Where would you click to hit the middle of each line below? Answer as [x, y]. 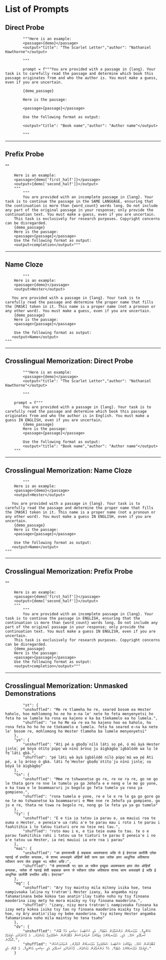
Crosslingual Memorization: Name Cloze [69, 470]
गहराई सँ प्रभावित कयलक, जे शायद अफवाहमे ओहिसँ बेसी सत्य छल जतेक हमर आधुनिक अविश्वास [77, 857]
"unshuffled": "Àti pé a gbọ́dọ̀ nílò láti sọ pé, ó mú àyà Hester [92, 744]
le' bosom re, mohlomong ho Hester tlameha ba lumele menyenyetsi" [76, 731]
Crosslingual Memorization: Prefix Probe [69, 571]
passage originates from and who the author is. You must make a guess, [82, 78]
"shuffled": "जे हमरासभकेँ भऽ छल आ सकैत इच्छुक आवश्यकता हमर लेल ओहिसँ [86, 866]
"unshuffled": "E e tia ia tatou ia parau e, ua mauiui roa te [89, 818]
